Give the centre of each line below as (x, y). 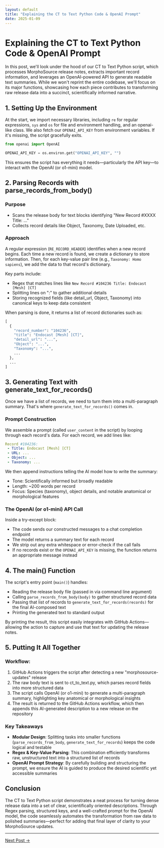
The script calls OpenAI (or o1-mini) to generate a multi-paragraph (79, 693)
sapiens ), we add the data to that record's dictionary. (58, 264)
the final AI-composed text (39, 607)
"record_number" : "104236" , (42, 331)
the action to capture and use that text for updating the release (86, 627)
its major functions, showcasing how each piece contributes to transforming (82, 87)
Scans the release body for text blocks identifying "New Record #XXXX (84, 215)
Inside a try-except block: (31, 520)
